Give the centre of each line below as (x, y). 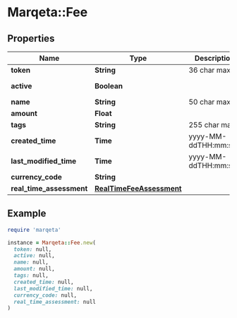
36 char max (209, 70)
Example (27, 214)
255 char (204, 125)
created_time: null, (44, 282)
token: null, (33, 249)
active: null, (34, 256)
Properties (31, 39)
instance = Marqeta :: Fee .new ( (52, 242)
